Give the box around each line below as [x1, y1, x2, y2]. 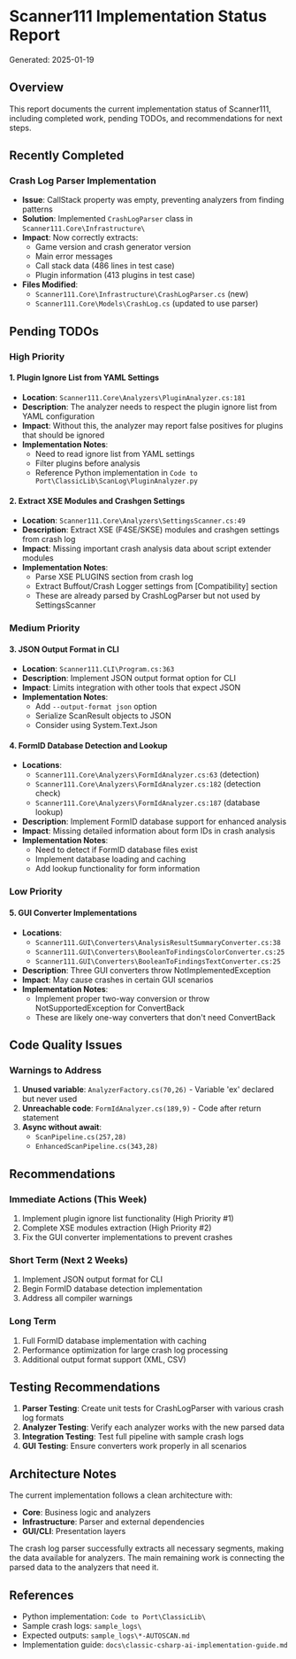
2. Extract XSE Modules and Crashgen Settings [9, 495, 186, 506]
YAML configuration [21, 410, 95, 422]
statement [21, 1112, 59, 1123]
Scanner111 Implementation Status [9, 6, 268, 27]
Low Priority [9, 886, 64, 898]
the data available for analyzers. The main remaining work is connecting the [9, 1553, 285, 1563]
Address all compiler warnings [21, 1293, 133, 1304]
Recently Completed [9, 148, 125, 163]
